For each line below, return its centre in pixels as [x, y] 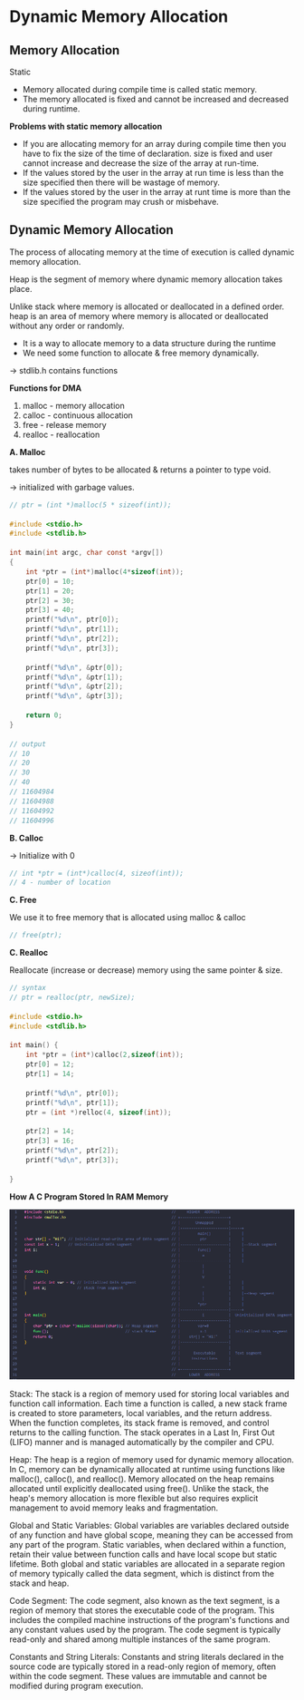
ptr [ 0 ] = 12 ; [50, 1064]
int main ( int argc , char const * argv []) [87, 553]
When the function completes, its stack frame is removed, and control [139, 1423]
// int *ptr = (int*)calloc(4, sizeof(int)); [96, 873]
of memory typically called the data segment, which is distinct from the [142, 1573]
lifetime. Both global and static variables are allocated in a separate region [147, 1564]
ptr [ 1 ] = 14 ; [50, 1074]
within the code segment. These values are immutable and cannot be [138, 1676]
